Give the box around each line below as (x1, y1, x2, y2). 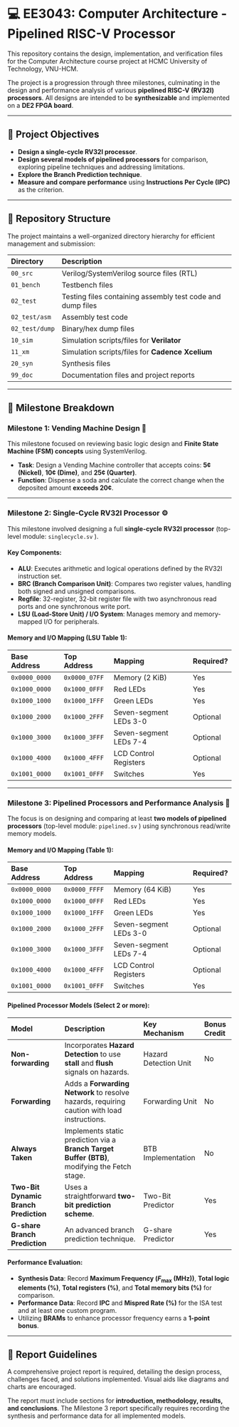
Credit (203, 1028, 226, 1038)
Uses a (64, 1182, 87, 1192)
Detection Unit (143, 1058, 192, 1068)
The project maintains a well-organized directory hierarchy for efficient (7, 231, 216, 240)
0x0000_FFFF (63, 886, 105, 894)
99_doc (11, 370, 33, 379)
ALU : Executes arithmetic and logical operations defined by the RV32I (17, 564, 223, 573)
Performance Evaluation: (7, 1258, 83, 1267)
